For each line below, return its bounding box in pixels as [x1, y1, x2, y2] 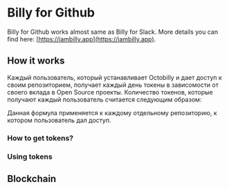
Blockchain [7, 172, 57, 184]
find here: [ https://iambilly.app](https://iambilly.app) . [7, 34, 156, 43]
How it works [7, 55, 65, 67]
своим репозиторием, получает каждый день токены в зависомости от [7, 81, 219, 89]
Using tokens [7, 152, 53, 161]
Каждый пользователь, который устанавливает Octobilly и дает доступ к [7, 73, 223, 81]
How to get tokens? [7, 133, 74, 143]
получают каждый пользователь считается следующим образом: [7, 95, 202, 103]
